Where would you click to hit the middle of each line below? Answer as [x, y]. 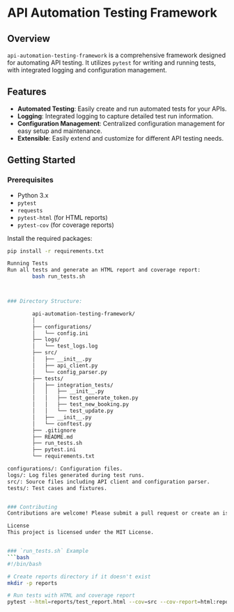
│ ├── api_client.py [65, 366]
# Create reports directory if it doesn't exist [79, 576]
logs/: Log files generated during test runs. [76, 475]
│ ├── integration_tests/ [73, 385]
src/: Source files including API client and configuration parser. [109, 482]
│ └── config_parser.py [70, 372]
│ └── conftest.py [62, 424]
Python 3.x [33, 195]
